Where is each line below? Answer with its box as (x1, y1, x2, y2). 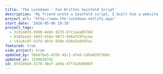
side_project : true (5, 48, 45, 53)
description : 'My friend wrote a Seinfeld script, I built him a (5, 12, 141, 17)
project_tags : (5, 25, 34, 30)
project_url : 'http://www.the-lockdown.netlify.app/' (5, 16, 117, 21)
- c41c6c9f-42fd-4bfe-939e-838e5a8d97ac (9, 39, 93, 44)
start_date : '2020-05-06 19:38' (5, 20, 71, 26)
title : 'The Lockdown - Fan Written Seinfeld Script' (5, 7, 117, 12)
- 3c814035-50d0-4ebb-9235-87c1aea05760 (9, 30, 93, 35)
